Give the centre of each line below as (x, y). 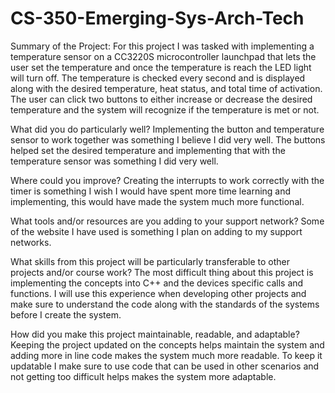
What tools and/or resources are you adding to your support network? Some (167, 221)
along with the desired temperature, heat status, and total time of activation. (166, 88)
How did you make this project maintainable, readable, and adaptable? (155, 334)
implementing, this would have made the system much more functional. (157, 201)
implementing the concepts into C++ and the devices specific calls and (157, 283)
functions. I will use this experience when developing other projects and (158, 293)
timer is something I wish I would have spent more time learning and (151, 191)
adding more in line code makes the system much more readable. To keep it (166, 355)
